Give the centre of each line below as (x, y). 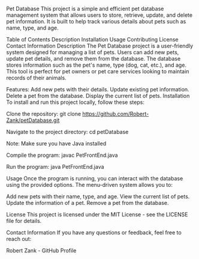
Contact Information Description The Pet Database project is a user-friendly (100, 46)
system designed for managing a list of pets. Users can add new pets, (93, 52)
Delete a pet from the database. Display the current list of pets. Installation (98, 96)
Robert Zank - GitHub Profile (41, 251)
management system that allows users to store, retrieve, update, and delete (99, 15)
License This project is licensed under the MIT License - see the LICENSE (97, 215)
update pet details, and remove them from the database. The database (94, 59)
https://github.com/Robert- (116, 114)
